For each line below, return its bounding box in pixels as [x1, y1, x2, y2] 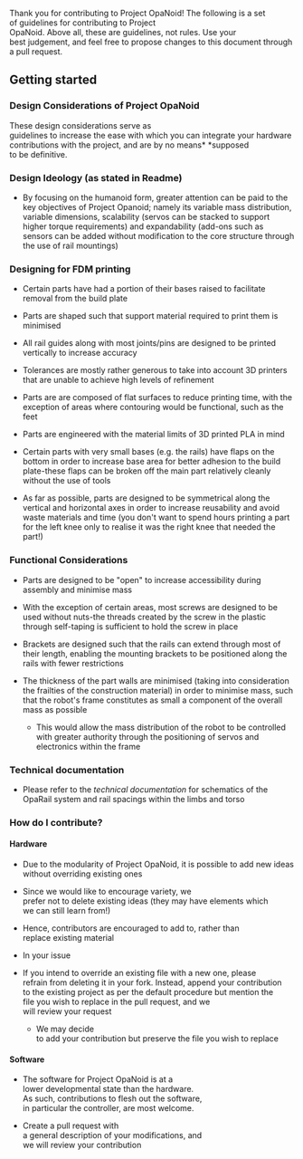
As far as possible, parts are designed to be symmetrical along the [22, 493, 270, 503]
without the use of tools [22, 475, 111, 486]
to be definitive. [9, 148, 68, 159]
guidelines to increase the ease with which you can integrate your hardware [9, 129, 292, 140]
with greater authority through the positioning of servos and [35, 731, 260, 742]
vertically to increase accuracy [22, 348, 137, 359]
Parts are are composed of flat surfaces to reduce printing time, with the [22, 392, 292, 403]
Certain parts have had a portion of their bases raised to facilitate [22, 283, 266, 294]
